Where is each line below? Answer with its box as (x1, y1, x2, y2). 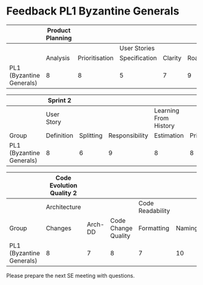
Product (47, 26, 71, 34)
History (153, 121, 175, 129)
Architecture (45, 203, 82, 211)
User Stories (119, 44, 155, 52)
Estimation (153, 131, 184, 140)
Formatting (138, 224, 170, 232)
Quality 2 (50, 189, 77, 197)
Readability (138, 206, 170, 215)
